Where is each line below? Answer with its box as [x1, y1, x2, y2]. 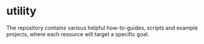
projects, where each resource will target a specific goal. [6, 30, 150, 37]
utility [6, 4, 37, 18]
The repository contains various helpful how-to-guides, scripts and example [6, 24, 199, 31]
